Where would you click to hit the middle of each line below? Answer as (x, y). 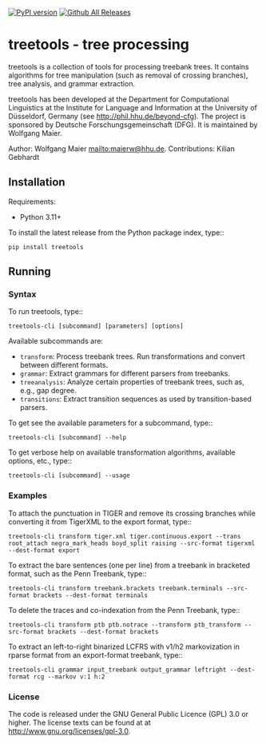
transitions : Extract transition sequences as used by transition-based (135, 399)
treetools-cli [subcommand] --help (67, 438)
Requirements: (32, 201)
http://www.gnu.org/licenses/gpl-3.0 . (69, 731)
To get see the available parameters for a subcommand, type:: (111, 423)
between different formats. (64, 365)
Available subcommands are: (56, 341)
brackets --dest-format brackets (103, 631)
